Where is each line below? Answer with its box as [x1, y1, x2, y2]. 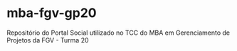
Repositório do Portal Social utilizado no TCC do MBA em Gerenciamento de [6, 28, 231, 37]
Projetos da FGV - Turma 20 [6, 35, 90, 44]
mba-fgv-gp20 [6, 5, 97, 21]
